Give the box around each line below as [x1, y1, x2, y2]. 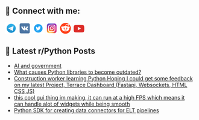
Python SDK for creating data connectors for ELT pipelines [13, 106, 160, 114]
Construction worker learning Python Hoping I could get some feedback [13, 74, 193, 82]
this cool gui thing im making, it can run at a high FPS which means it [13, 94, 185, 101]
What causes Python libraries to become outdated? [13, 68, 142, 76]
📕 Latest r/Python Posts [5, 46, 96, 56]
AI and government [13, 62, 62, 69]
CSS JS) [13, 88, 35, 95]
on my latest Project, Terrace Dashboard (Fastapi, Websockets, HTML [13, 81, 188, 88]
